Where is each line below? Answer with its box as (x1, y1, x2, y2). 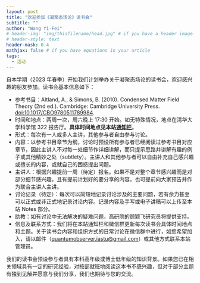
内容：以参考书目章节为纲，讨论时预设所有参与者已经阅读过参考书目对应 (14, 138, 192, 145)
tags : (6, 53, 20, 59)
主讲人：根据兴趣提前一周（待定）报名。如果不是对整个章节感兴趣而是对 (14, 168, 192, 175)
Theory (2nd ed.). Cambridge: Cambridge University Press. (14, 102, 160, 110)
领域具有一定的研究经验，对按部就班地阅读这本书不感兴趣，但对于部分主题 (11, 263, 194, 270)
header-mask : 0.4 (6, 42, 49, 48)
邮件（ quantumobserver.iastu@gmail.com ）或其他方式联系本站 (35, 235, 191, 242)
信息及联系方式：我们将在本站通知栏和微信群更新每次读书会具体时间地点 (14, 220, 192, 227)
